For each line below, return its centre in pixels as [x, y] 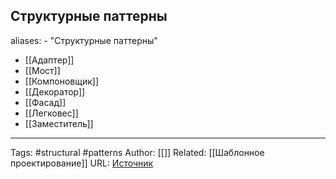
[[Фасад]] [45, 102]
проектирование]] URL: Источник [82, 163]
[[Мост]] [42, 70]
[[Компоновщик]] [61, 81]
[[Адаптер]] [49, 60]
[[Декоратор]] [55, 91]
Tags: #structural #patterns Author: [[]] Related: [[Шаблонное [137, 152]
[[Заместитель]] [59, 123]
